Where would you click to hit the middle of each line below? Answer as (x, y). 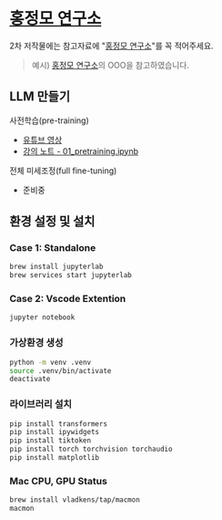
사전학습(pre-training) (49, 120)
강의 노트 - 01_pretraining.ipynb (81, 151)
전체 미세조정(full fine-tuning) (63, 171)
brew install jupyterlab (56, 267)
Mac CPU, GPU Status (58, 481)
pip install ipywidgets (55, 432)
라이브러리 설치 (41, 404)
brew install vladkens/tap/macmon (75, 500)
